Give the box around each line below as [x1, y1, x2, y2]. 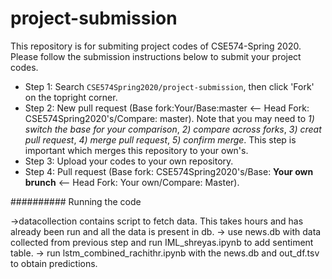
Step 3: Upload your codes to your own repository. [24, 155, 234, 167]
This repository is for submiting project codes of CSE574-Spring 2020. [10, 40, 302, 52]
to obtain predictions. [10, 257, 98, 269]
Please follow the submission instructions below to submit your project [10, 50, 302, 62]
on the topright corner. [24, 91, 118, 103]
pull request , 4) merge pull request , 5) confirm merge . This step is [24, 133, 297, 146]
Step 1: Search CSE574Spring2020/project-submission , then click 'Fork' [24, 80, 315, 92]
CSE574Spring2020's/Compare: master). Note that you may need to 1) [24, 112, 315, 124]
